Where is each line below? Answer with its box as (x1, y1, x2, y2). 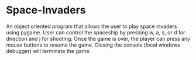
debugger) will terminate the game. (6, 47, 91, 54)
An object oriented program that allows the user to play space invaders (6, 23, 177, 30)
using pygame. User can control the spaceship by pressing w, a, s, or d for (6, 29, 185, 36)
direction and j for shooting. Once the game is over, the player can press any (6, 35, 191, 42)
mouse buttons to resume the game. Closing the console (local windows (6, 41, 180, 48)
